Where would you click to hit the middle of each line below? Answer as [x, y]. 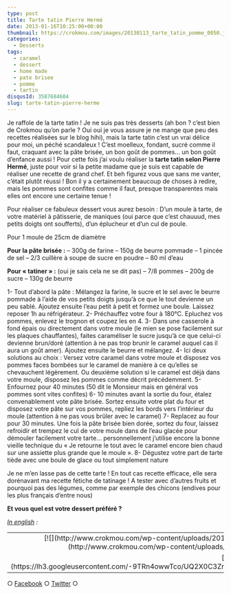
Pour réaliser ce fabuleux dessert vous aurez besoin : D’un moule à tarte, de [115, 209]
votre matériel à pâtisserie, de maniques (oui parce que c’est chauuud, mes [114, 216]
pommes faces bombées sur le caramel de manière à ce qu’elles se [102, 365]
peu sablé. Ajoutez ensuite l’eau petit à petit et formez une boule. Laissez [111, 306]
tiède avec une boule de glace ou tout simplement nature [88, 460]
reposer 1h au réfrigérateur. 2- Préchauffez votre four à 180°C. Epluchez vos [115, 313]
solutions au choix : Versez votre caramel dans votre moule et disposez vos [114, 357]
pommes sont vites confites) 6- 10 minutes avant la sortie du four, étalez [109, 394]
